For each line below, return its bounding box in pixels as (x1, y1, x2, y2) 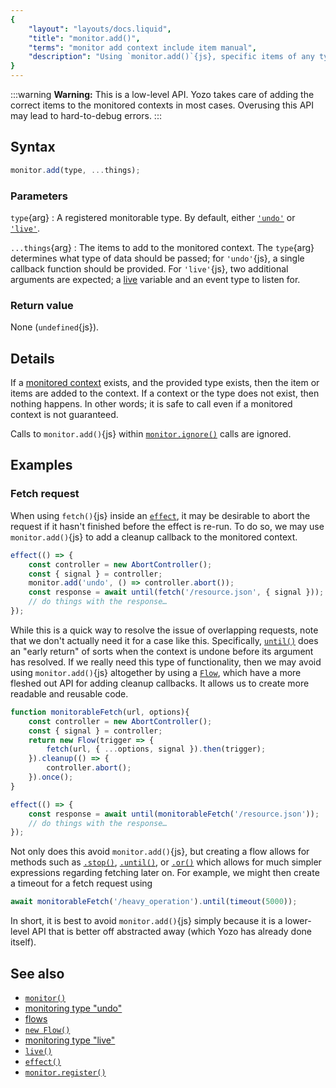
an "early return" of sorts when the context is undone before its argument (10, 645, 314, 657)
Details (10, 350, 55, 367)
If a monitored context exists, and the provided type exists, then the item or (10, 377, 320, 389)
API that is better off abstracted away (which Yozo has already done (31, 926, 313, 938)
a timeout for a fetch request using (10, 877, 153, 890)
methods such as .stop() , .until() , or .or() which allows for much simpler (10, 856, 322, 868)
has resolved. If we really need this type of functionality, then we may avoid (10, 656, 322, 668)
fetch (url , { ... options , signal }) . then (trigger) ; (46, 744, 267, 755)
